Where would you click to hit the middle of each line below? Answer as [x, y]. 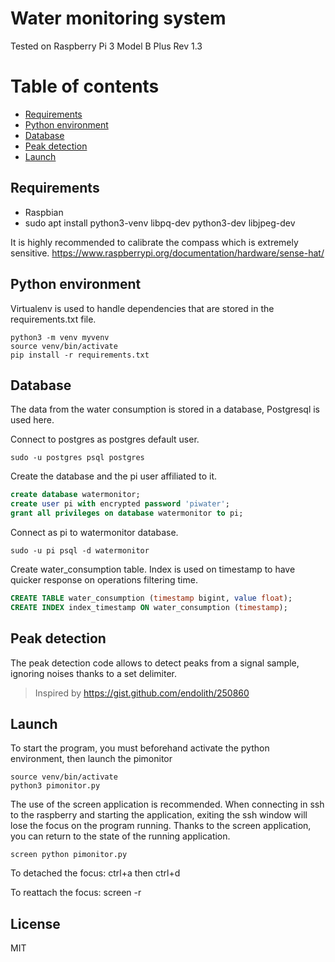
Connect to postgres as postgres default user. [105, 439]
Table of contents [85, 86]
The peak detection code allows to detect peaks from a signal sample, [155, 663]
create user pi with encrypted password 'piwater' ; [120, 504]
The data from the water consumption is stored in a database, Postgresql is [165, 409]
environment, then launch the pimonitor [91, 759]
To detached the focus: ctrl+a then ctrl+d [95, 873]
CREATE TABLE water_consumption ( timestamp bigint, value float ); [151, 598]
